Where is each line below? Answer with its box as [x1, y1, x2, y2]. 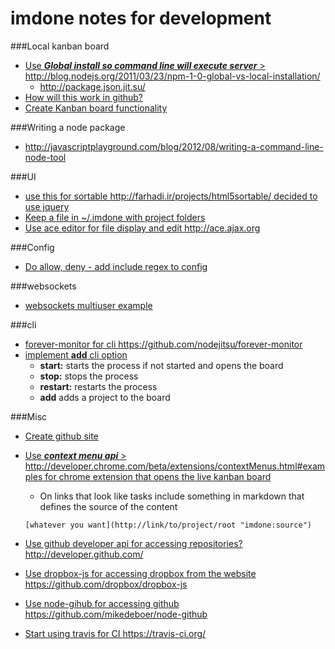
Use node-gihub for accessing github [24, 597, 180, 609]
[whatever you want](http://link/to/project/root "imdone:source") [24, 520, 312, 530]
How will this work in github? [24, 91, 144, 103]
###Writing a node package [10, 121, 126, 133]
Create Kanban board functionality [24, 102, 168, 114]
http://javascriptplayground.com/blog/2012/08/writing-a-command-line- [24, 140, 324, 152]
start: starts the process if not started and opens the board [39, 359, 284, 371]
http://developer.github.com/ [24, 548, 144, 560]
